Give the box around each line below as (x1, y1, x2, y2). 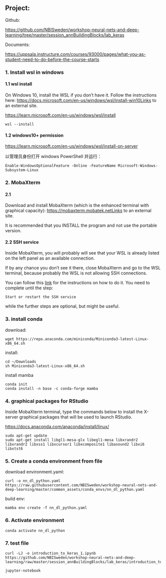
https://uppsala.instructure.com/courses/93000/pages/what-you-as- (5, 51, 146, 57)
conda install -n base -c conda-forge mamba (5, 386, 98, 391)
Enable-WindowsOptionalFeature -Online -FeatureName (5, 163, 116, 168)
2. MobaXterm (5, 179, 41, 186)
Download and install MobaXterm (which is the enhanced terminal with (5, 203, 149, 209)
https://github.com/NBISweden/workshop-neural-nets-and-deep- (5, 27, 140, 33)
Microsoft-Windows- (118, 163, 158, 168)
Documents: (5, 42, 30, 48)
